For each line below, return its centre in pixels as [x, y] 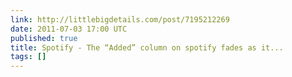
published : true [44, 38]
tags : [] [28, 57]
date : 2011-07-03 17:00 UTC [69, 29]
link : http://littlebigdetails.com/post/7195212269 [120, 19]
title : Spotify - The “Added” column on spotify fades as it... [147, 47]
